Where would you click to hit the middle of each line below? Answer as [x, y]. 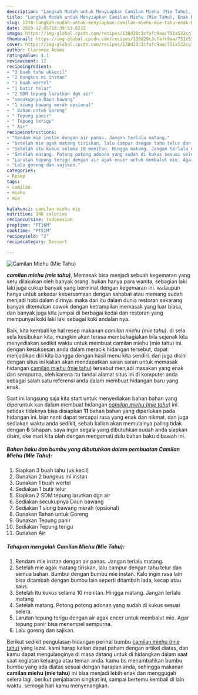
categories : [21, 171]
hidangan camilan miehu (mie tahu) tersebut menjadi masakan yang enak [95, 368]
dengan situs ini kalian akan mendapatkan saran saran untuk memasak [92, 362]
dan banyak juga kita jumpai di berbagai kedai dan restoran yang [85, 313]
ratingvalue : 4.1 [28, 55]
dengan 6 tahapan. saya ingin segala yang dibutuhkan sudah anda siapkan [97, 430]
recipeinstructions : [32, 132]
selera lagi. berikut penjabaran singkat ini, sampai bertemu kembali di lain [95, 680]
